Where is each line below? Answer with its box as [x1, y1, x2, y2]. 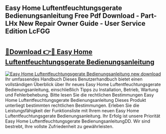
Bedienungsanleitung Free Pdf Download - [5, 12, 139, 20]
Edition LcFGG [5, 27, 51, 36]
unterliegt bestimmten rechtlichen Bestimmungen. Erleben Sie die [5, 102, 140, 108]
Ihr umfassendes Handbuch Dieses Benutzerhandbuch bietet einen [5, 76, 143, 82]
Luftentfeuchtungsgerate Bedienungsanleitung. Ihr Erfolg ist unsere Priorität [5, 113, 161, 119]
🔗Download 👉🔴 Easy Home [5, 47, 93, 56]
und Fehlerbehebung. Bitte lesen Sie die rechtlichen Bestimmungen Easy [5, 92, 154, 98]
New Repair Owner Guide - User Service [19, 19, 146, 28]
